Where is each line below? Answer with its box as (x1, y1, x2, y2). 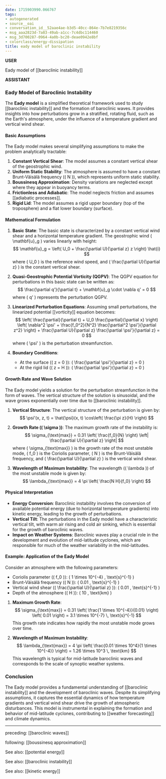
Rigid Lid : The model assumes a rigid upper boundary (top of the (12, 200, 145, 206)
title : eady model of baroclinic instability (5, 44, 100, 49)
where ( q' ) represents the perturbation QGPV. (12, 294, 108, 300)
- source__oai (5, 21, 35, 26)
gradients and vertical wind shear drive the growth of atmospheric (5, 700, 140, 706)
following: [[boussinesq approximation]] (5, 740, 86, 745)
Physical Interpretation (5, 489, 53, 495)
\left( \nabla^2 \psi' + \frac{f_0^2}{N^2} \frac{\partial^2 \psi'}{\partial (17, 322, 157, 328)
